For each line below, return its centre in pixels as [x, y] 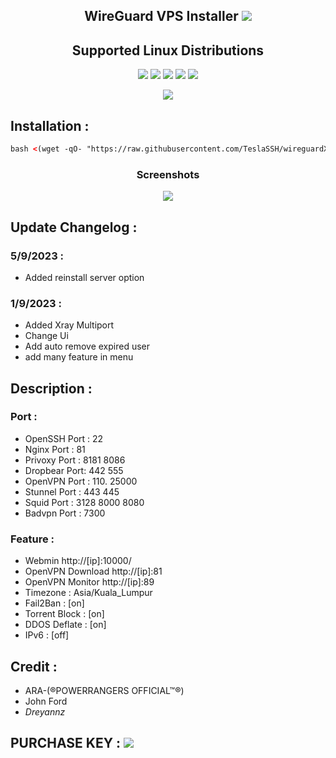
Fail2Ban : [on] [54, 603]
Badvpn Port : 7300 [65, 513]
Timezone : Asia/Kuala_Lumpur [88, 593]
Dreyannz [45, 711]
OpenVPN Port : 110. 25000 [81, 481]
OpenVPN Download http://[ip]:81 [93, 571]
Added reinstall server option [84, 277]
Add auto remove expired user [87, 346]
